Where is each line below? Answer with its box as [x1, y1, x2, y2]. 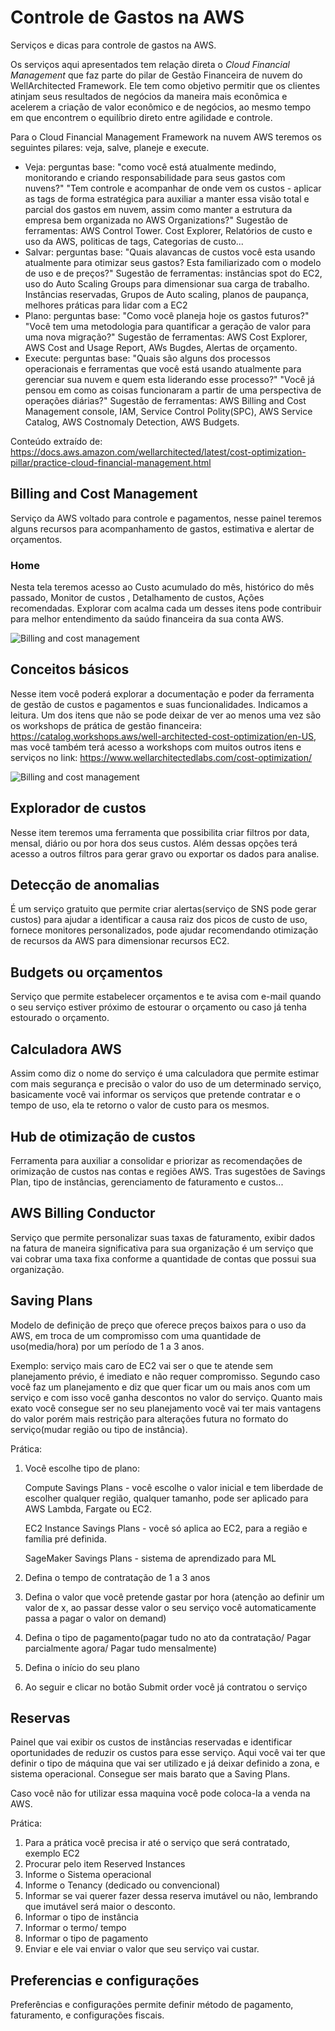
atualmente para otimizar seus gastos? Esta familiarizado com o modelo [24, 256, 322, 268]
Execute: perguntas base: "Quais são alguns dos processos [24, 352, 271, 364]
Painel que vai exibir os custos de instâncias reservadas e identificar [10, 1736, 293, 1748]
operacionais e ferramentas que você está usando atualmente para [24, 362, 302, 375]
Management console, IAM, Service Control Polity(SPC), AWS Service [24, 405, 313, 417]
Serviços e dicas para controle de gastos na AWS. [10, 39, 217, 51]
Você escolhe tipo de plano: [24, 1462, 141, 1474]
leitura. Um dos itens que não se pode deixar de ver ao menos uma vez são [10, 709, 322, 721]
